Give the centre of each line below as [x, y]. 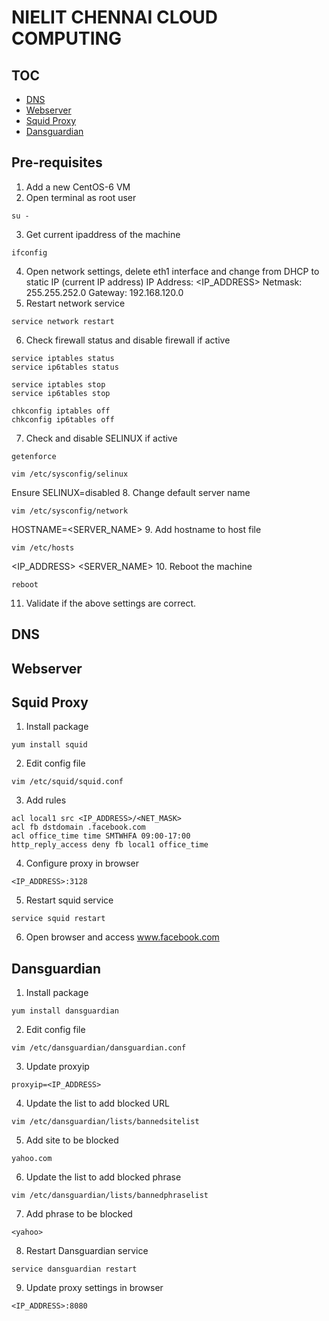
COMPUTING [66, 38]
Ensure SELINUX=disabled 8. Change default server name [131, 492]
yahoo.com [32, 1159]
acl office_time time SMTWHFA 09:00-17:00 [101, 836]
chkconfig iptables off [61, 411]
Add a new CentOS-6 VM [78, 187]
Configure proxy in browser [82, 863]
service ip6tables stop [61, 393]
